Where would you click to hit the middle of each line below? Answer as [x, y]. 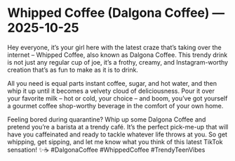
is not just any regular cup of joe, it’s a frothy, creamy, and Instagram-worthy [118, 62]
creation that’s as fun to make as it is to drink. [73, 70]
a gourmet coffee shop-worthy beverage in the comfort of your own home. [115, 105]
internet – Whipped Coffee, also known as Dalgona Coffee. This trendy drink [117, 55]
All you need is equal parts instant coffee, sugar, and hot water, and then [112, 83]
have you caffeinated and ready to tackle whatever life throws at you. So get [117, 134]
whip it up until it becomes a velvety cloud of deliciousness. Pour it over [111, 91]
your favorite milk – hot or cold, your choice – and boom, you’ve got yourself [117, 98]
